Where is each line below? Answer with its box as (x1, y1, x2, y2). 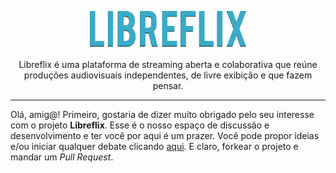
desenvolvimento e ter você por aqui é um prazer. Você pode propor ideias (10, 129, 320, 141)
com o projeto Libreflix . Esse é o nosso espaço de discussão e (10, 119, 270, 131)
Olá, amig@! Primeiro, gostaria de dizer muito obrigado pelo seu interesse (10, 108, 315, 120)
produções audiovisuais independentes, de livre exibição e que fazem (23, 69, 313, 81)
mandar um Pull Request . (10, 151, 114, 163)
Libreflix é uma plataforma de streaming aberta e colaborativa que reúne (18, 58, 318, 70)
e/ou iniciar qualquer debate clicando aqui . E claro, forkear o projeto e (10, 140, 299, 152)
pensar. (152, 79, 184, 91)
